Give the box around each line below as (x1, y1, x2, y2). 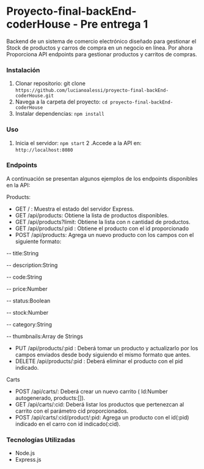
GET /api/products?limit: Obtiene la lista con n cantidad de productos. (15, 218, 191, 225)
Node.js (15, 449, 35, 457)
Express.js (15, 456, 42, 463)
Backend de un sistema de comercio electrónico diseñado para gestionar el (6, 37, 197, 45)
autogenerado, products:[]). (15, 394, 86, 402)
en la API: (6, 181, 31, 189)
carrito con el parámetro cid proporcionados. (15, 407, 129, 415)
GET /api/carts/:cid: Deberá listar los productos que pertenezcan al (15, 400, 184, 408)
